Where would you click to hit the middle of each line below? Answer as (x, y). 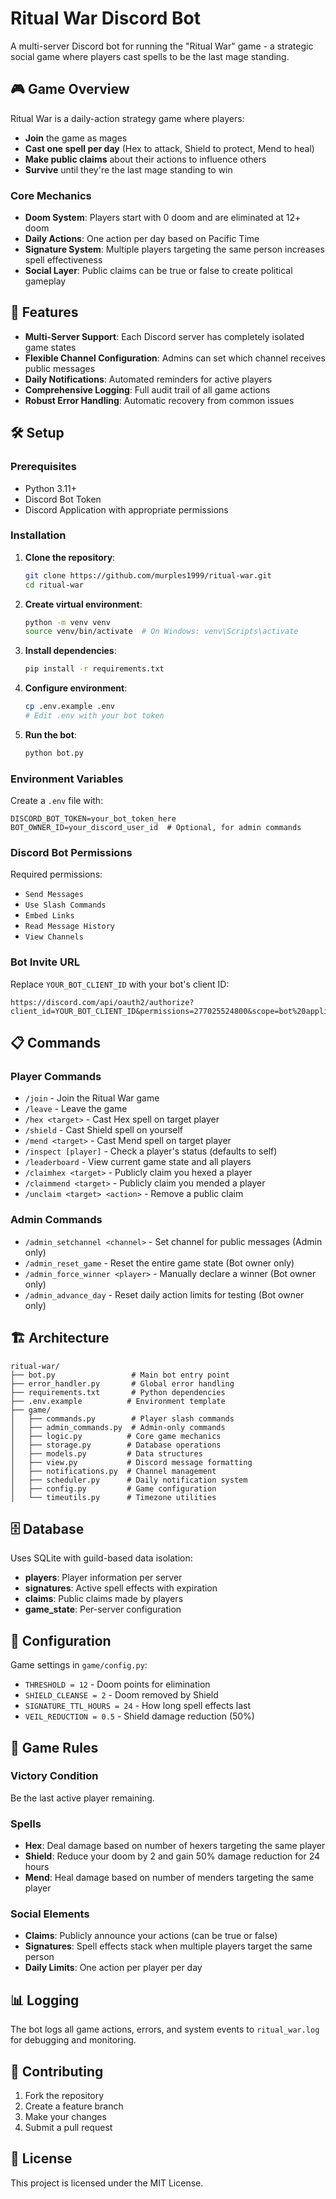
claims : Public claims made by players (104, 1599)
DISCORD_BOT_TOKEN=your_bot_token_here (93, 819)
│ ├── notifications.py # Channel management (113, 1471)
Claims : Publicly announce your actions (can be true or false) (151, 1936)
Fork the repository (64, 2096)
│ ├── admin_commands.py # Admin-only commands (118, 1427)
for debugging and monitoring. (73, 2040)
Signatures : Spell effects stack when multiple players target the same (168, 1946)
